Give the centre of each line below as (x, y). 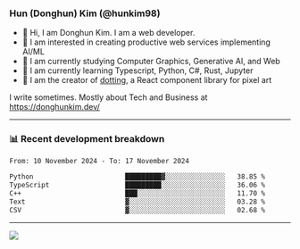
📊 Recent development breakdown (87, 139)
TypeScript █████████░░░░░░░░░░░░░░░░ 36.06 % (137, 186)
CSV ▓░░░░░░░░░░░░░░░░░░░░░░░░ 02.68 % (137, 210)
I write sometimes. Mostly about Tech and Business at (108, 97)
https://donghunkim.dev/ (55, 107)
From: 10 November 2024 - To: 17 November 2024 (100, 161)
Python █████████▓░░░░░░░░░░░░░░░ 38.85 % (137, 177)
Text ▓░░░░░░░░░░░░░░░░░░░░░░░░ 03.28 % (137, 202)
